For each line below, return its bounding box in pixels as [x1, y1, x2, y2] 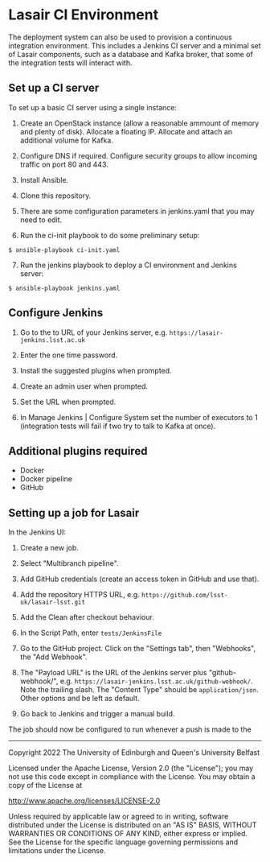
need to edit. [19, 215, 63, 225]
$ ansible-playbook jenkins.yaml [8, 284, 121, 292]
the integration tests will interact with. [8, 58, 133, 68]
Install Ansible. [19, 175, 69, 184]
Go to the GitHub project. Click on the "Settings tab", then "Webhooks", [19, 644, 256, 654]
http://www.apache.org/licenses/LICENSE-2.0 [8, 796, 161, 806]
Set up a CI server [8, 81, 100, 95]
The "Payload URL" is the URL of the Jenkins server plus [19, 668, 207, 678]
